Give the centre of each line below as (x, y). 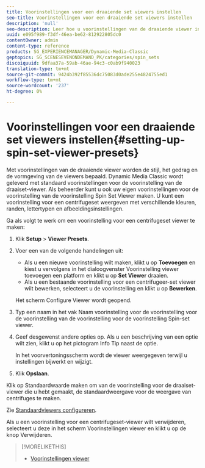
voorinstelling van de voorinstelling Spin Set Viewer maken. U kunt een (95, 195)
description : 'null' (33, 23)
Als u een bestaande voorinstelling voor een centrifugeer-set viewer (110, 282)
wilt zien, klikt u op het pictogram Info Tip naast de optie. (87, 343)
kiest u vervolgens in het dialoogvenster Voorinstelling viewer (101, 268)
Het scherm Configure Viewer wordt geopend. (74, 300)
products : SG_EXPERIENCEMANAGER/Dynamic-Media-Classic (77, 52)
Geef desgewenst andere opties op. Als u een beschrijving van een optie (106, 337)
